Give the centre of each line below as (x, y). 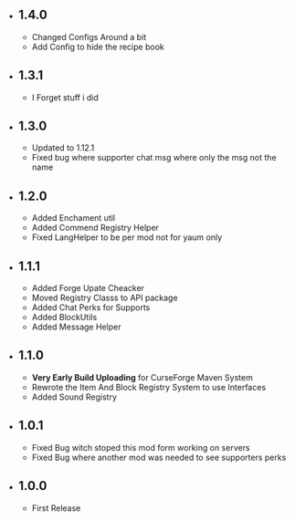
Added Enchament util (74, 218)
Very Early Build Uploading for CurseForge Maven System (142, 377)
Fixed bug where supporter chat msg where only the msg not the (154, 158)
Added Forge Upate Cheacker (88, 288)
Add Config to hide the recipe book (98, 47)
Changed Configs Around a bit (89, 36)
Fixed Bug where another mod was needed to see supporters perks (159, 457)
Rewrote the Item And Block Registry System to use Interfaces (149, 387)
